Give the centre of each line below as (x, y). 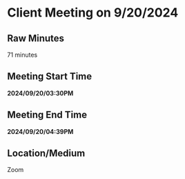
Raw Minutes (36, 38)
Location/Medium (46, 153)
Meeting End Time (47, 115)
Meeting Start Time (50, 76)
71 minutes (22, 55)
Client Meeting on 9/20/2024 (93, 13)
